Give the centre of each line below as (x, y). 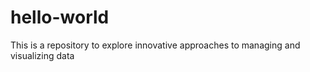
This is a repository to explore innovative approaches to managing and (155, 45)
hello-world (60, 17)
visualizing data (42, 55)
